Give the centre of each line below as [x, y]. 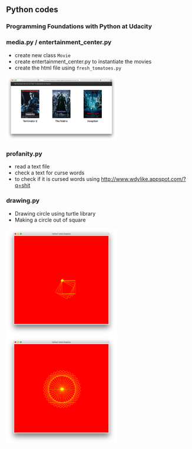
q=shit [22, 186]
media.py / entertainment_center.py [59, 42]
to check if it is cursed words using [57, 179]
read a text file [32, 167]
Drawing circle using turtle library [55, 213]
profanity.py [24, 154]
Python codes [32, 10]
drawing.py [23, 201]
